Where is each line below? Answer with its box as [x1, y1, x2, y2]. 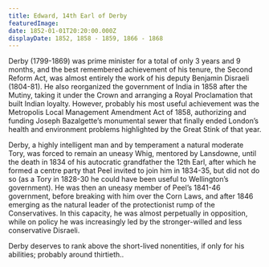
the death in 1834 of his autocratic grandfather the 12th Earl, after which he [8, 158, 257, 167]
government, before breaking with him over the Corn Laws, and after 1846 [8, 191, 254, 201]
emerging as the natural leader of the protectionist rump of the [8, 200, 215, 210]
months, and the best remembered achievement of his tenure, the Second [8, 65, 253, 75]
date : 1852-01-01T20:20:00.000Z [8, 27, 116, 35]
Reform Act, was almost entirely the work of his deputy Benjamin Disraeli [8, 73, 250, 83]
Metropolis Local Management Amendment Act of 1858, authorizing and [8, 108, 247, 117]
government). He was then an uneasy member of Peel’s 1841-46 [8, 183, 221, 193]
